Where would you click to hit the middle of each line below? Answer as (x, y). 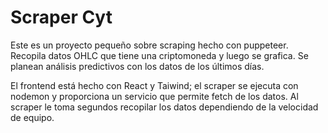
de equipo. (32, 117)
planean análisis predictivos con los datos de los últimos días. (137, 66)
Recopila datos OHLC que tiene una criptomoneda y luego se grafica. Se (159, 55)
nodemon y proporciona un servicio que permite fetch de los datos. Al (154, 96)
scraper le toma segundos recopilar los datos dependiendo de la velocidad (164, 107)
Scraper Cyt (61, 17)
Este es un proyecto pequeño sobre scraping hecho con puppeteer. (149, 45)
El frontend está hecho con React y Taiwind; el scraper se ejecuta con (154, 85)
